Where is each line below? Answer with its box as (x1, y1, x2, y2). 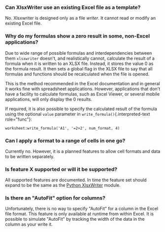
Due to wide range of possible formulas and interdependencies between (5, 50, 152, 56)
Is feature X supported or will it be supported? (5, 166, 117, 172)
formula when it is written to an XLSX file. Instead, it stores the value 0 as (5, 61, 154, 66)
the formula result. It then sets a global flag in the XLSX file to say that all (5, 66, 153, 71)
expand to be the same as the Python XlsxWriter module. (5, 182, 121, 188)
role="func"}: (5, 116, 32, 122)
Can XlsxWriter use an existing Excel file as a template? (5, 4, 141, 11)
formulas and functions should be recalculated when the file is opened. (5, 71, 150, 77)
